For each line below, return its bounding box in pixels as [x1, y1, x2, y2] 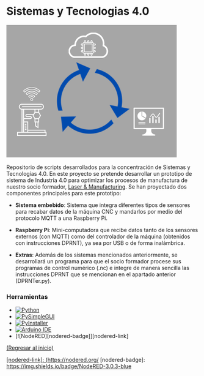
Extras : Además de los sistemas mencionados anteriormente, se [15, 251, 178, 258]
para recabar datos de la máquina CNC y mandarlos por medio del [15, 208, 183, 215]
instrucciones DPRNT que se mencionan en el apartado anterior [15, 271, 176, 278]
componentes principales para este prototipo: [6, 189, 122, 197]
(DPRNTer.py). [15, 277, 52, 284]
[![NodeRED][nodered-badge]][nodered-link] [15, 333, 129, 340]
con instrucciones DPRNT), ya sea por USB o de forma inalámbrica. [15, 239, 185, 246]
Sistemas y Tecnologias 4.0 [6, 4, 150, 18]
